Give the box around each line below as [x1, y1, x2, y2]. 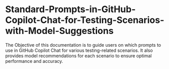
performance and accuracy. [5, 58, 63, 64]
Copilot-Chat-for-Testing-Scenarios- [5, 14, 164, 26]
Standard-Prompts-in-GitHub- [5, 4, 136, 15]
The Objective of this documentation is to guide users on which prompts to [5, 42, 161, 48]
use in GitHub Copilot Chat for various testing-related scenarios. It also [5, 47, 153, 53]
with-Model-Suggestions [5, 25, 114, 37]
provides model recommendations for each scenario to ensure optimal [5, 52, 152, 59]
